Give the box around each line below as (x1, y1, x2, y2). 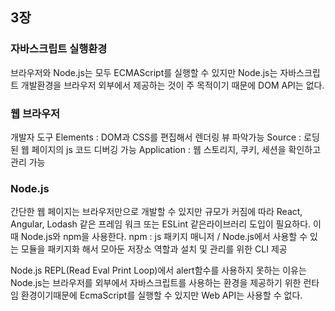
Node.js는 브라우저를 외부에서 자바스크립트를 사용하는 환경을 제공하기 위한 (10, 277, 302, 289)
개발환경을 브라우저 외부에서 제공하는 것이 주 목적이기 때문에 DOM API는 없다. (20, 79, 325, 91)
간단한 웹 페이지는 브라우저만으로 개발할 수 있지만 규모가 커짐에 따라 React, (10, 206, 303, 218)
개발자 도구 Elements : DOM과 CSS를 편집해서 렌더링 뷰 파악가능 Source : (10, 131, 302, 143)
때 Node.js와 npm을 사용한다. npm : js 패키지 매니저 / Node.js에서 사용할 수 (10, 231, 308, 243)
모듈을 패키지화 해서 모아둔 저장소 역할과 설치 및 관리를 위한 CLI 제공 (20, 243, 288, 255)
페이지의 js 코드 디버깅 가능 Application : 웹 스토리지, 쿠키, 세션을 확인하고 (31, 143, 322, 155)
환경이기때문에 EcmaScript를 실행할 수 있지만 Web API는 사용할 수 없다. (20, 289, 303, 302)
